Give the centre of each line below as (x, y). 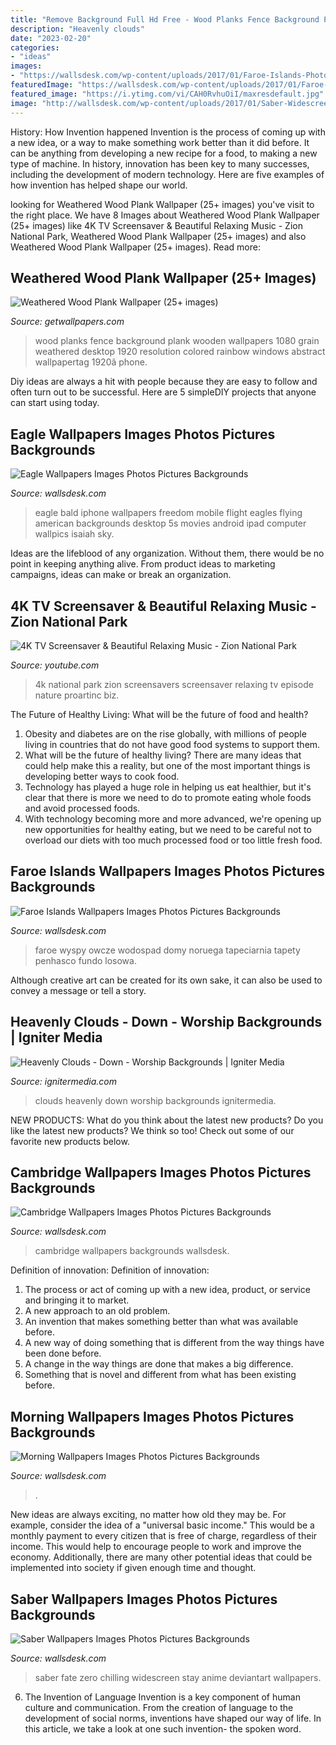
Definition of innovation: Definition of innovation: (110, 1270)
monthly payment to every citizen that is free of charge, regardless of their (164, 1536)
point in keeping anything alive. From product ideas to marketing (143, 564)
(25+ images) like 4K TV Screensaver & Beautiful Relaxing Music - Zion (156, 225)
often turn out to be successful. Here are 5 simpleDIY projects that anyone (163, 392)
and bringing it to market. (77, 1300)
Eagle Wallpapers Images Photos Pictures (143, 434)
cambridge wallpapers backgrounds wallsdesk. (132, 1251)
